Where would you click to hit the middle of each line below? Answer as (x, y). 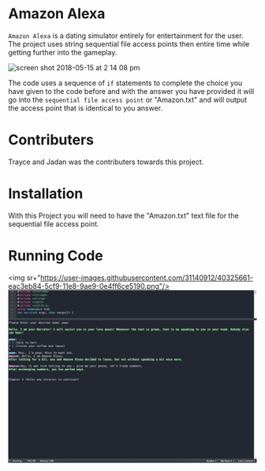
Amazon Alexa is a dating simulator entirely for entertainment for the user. (126, 36)
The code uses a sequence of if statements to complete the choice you (125, 83)
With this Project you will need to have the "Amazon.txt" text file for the (123, 215)
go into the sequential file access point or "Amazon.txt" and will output (128, 99)
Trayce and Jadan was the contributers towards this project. (106, 162)
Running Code (56, 256)
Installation (46, 194)
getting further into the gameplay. (63, 52)
